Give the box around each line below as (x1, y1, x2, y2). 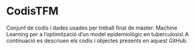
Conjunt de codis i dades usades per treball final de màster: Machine (6, 24, 177, 31)
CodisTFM (6, 4, 59, 18)
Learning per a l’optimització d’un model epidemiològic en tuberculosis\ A (6, 30, 189, 37)
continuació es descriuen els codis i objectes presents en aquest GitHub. (6, 37, 188, 44)
